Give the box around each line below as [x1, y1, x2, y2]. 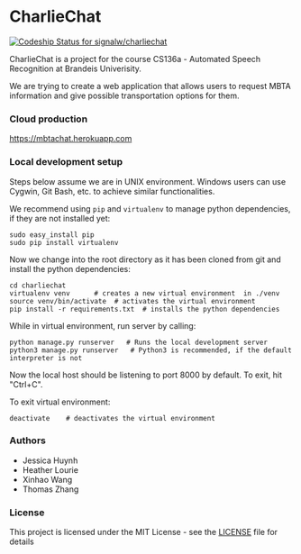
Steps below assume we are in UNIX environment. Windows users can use [9, 176, 287, 186]
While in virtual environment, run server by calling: [9, 320, 196, 331]
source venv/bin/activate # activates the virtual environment [9, 296, 256, 305]
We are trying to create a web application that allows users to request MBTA [9, 80, 291, 91]
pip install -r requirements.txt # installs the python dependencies [9, 304, 280, 313]
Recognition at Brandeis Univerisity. [9, 63, 142, 74]
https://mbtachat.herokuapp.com [9, 133, 132, 144]
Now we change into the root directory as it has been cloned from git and [9, 254, 281, 265]
